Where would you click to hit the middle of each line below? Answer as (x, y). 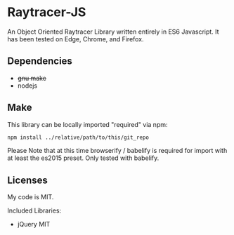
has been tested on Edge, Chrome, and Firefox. (76, 39)
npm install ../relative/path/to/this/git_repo (78, 137)
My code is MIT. (31, 197)
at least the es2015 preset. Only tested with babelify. (83, 158)
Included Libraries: (34, 210)
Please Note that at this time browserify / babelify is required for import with (117, 151)
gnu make (32, 78)
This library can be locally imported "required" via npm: (87, 124)
